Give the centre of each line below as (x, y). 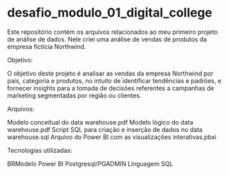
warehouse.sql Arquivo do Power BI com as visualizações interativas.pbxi (112, 137)
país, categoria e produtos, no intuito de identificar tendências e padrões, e (114, 80)
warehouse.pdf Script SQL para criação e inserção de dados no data (105, 129)
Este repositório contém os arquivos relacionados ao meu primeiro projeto (113, 32)
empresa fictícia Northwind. (47, 46)
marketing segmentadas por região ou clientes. (74, 95)
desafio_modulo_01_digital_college (110, 13)
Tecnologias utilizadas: (40, 150)
